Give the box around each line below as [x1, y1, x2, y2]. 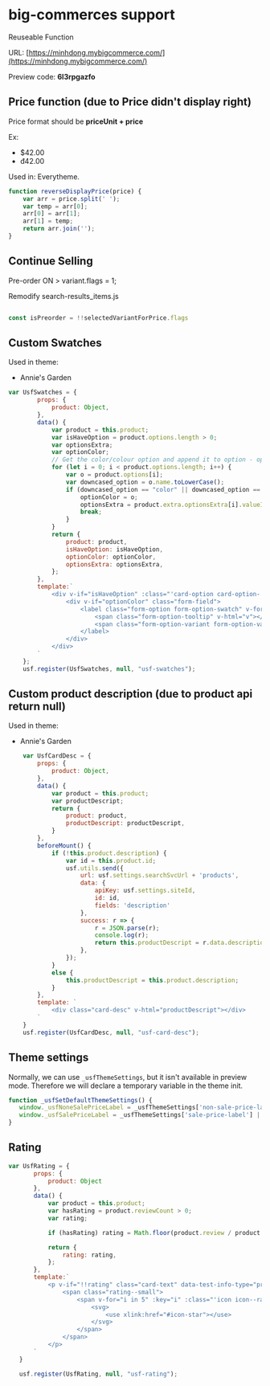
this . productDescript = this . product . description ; [65, 976, 239, 984]
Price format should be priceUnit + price [8, 117, 143, 126]
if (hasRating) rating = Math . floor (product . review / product [47, 1229, 261, 1237]
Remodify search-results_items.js [8, 291, 119, 301]
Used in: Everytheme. [8, 171, 80, 182]
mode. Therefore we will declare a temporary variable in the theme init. [8, 1081, 243, 1090]
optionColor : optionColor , [65, 553, 157, 561]
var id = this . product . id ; [65, 857, 157, 865]
